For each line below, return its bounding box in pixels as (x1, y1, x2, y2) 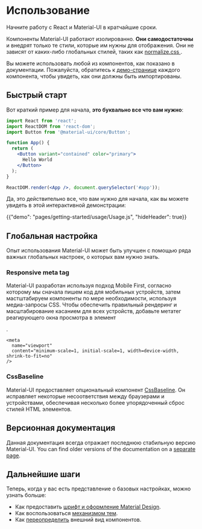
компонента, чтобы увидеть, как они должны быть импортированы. (6, 72, 182, 80)
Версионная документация (6, 423, 116, 433)
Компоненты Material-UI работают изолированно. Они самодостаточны (6, 35, 194, 42)
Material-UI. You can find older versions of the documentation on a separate (6, 445, 196, 452)
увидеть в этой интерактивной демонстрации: (6, 201, 126, 209)
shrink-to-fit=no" (6, 353, 52, 360)
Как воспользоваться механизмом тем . (14, 510, 118, 517)
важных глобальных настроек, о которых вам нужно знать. (6, 253, 160, 261)
